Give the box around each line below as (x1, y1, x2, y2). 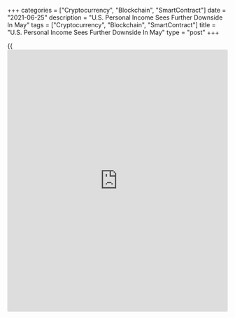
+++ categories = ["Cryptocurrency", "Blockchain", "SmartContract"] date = (7, 6, 227, 14)
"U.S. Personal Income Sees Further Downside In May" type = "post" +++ (7, 28, 220, 36)
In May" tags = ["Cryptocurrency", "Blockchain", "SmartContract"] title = (7, 21, 216, 29)
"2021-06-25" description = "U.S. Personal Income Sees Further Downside (7, 13, 223, 22)
